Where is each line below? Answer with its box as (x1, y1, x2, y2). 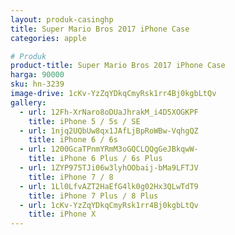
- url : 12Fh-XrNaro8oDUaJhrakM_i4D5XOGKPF (19, 107, 199, 117)
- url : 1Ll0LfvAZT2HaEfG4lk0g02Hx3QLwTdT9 (19, 181, 199, 191)
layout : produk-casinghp (10, 14, 114, 25)
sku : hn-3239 (10, 79, 65, 90)
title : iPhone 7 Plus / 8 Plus (28, 191, 159, 201)
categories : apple (10, 33, 87, 43)
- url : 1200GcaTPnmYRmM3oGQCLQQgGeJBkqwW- (19, 144, 199, 155)
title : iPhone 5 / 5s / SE (28, 116, 141, 126)
